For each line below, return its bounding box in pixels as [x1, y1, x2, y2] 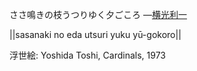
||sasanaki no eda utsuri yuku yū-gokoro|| [9, 29, 182, 40]
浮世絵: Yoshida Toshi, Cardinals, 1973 [9, 49, 167, 61]
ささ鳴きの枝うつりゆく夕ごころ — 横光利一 [9, 9, 187, 20]
